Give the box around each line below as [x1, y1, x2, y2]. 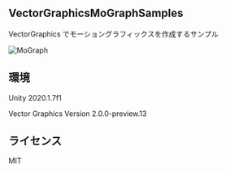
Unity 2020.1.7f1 [8, 92, 63, 102]
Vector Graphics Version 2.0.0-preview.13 [8, 109, 147, 118]
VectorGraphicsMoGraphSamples [8, 6, 184, 20]
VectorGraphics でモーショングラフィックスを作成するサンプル [8, 28, 219, 39]
